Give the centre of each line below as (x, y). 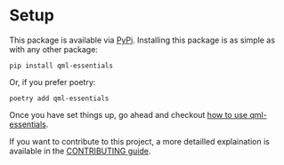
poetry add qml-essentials (59, 98)
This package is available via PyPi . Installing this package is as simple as (142, 40)
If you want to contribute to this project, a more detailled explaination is (139, 141)
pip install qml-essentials (61, 66)
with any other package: (53, 49)
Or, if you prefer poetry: (53, 82)
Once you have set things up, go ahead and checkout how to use (129, 114)
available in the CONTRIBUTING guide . (80, 151)
